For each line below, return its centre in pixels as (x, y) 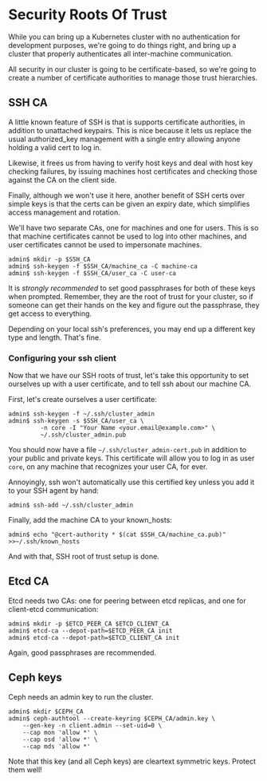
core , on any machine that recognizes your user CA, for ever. (108, 467)
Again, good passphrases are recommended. (82, 653)
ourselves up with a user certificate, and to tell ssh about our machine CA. (130, 384)
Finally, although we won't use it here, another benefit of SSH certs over (127, 195)
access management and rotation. (65, 212)
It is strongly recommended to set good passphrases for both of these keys (132, 288)
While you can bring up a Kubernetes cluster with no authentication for (124, 37)
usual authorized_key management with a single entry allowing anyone (124, 139)
